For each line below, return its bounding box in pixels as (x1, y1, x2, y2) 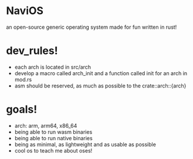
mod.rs (14, 76, 32, 83)
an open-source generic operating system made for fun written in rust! (6, 23, 177, 31)
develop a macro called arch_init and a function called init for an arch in (14, 69, 188, 77)
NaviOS (6, 4, 44, 18)
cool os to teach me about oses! (14, 147, 93, 154)
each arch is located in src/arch (14, 63, 92, 70)
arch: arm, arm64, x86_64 (14, 122, 77, 129)
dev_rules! (6, 44, 58, 57)
